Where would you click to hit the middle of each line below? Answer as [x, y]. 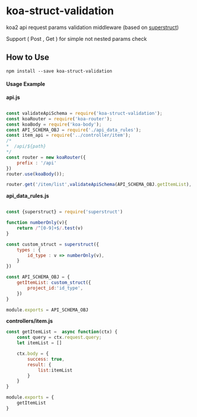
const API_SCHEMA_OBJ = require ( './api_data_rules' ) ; [74, 130]
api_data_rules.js [28, 196]
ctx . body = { [33, 354]
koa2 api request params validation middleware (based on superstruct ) [93, 27]
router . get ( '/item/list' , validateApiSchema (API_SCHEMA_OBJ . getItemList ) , [99, 185]
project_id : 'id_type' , [55, 288]
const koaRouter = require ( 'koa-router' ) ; [59, 119]
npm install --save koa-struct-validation [59, 71]
